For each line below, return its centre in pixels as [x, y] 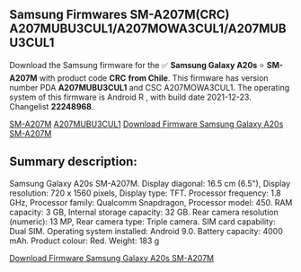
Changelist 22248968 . [52, 106]
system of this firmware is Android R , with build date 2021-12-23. [130, 97]
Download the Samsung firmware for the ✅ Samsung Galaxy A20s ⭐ [137, 65]
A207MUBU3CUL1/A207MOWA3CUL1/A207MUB [148, 29]
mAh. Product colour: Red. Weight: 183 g [84, 241]
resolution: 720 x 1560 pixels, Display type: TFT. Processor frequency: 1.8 [145, 193]
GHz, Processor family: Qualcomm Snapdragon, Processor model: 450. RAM [151, 202]
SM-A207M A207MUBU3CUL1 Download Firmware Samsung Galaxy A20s [146, 124]
